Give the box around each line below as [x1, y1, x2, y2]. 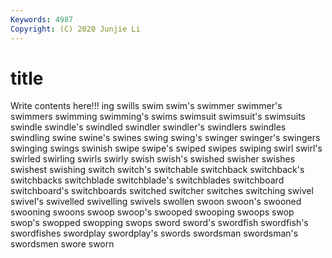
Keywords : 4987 [10, 14, 74, 25]
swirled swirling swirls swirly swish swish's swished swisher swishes [10, 153, 296, 165]
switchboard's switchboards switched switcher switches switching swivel [10, 185, 314, 197]
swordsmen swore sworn [10, 238, 115, 250]
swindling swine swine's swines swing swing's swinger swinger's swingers [10, 132, 321, 144]
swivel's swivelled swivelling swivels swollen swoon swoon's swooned [10, 196, 302, 208]
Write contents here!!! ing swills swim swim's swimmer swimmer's [10, 100, 283, 112]
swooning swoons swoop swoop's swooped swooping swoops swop [10, 206, 295, 218]
